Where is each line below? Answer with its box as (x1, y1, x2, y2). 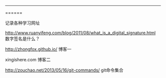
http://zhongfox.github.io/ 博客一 (5, 46, 72, 52)
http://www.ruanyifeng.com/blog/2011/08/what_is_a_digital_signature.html (5, 30, 156, 36)
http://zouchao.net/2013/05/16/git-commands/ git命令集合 (5, 67, 124, 73)
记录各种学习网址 (5, 20, 40, 26)
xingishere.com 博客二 (5, 57, 51, 62)
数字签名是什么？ (5, 36, 40, 41)
